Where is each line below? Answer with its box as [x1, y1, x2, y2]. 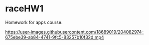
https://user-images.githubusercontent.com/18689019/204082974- [5, 29, 144, 35]
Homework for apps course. [5, 19, 63, 25]
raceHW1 [5, 3, 44, 14]
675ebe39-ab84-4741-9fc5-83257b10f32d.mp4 [5, 34, 104, 40]
